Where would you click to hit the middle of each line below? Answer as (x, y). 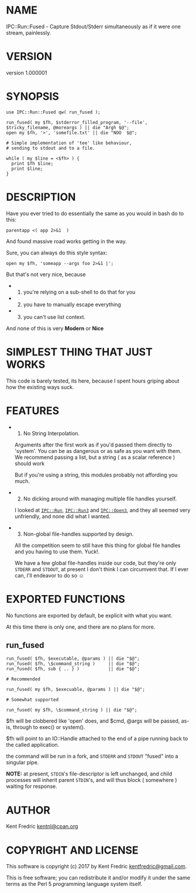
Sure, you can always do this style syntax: (57, 253)
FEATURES (33, 410)
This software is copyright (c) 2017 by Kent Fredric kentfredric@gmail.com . (97, 867)
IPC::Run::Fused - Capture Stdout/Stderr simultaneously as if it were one (94, 26)
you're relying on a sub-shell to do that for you (79, 292)
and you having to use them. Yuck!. (57, 551)
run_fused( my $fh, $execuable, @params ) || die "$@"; (75, 690)
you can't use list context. (54, 317)
